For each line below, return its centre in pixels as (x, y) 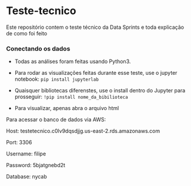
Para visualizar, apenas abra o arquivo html (67, 108)
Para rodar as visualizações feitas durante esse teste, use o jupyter (96, 73)
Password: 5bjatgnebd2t (36, 165)
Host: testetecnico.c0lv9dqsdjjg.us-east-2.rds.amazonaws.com (83, 131)
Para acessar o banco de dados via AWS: (56, 119)
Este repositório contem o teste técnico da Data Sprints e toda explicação (95, 27)
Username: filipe (26, 154)
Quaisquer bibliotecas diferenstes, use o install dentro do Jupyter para (100, 91)
